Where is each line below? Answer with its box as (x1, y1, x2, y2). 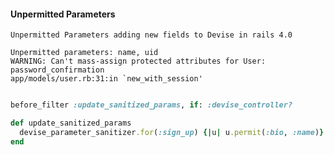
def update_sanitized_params (10, 118, 132, 129)
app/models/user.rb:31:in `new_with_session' (10, 74, 203, 84)
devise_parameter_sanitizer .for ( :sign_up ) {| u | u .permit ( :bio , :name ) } (19, 127, 325, 137)
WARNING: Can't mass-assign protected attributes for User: (10, 56, 267, 67)
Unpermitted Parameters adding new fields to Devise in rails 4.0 (10, 30, 293, 40)
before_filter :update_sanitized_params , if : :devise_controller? (10, 100, 293, 110)
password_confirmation (10, 65, 105, 75)
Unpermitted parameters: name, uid (10, 48, 159, 58)
